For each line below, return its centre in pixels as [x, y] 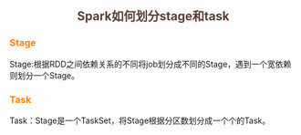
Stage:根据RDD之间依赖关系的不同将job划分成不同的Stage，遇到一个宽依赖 [150, 64]
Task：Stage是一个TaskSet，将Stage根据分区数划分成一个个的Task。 [140, 120]
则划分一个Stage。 [45, 75]
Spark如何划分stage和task [153, 16]
